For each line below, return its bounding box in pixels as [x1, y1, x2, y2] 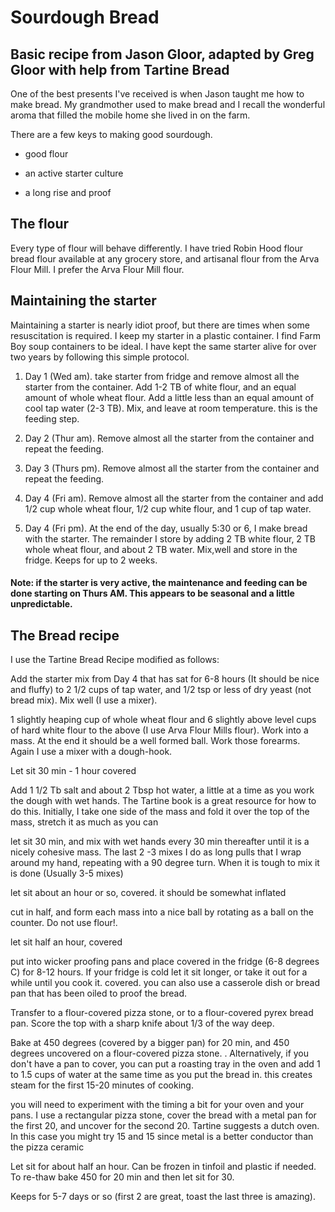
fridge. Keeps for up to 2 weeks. [24, 554, 158, 566]
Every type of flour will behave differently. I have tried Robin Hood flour [10, 242, 303, 254]
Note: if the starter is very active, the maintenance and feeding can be [10, 577, 308, 589]
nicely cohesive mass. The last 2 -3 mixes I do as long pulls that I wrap [10, 846, 302, 858]
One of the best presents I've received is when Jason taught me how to [10, 88, 305, 100]
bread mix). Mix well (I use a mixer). [10, 694, 158, 706]
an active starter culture [24, 167, 124, 179]
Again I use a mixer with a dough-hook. [10, 746, 173, 758]
